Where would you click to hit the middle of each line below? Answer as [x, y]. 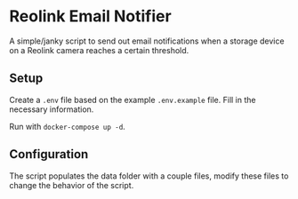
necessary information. [52, 109]
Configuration [49, 154]
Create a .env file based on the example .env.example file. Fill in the [133, 99]
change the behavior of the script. [72, 185]
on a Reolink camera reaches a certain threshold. [99, 50]
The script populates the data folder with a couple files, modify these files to [149, 176]
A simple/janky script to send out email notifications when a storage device [147, 41]
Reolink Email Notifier [90, 16]
